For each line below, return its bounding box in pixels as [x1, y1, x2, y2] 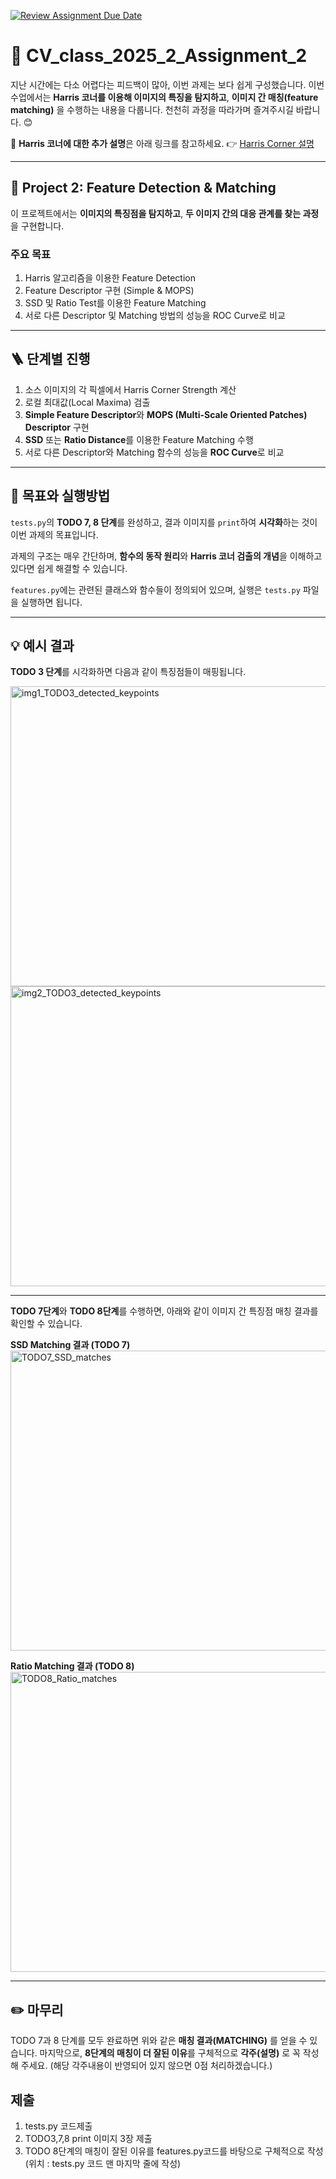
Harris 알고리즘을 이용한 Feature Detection [24, 272, 196, 284]
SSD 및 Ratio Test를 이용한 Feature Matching [24, 297, 207, 309]
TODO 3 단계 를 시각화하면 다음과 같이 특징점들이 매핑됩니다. [10, 666, 247, 678]
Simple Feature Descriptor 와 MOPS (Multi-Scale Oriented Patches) [24, 408, 308, 420]
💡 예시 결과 [10, 638, 75, 655]
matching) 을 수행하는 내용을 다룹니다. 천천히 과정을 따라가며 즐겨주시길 [10, 103, 294, 115]
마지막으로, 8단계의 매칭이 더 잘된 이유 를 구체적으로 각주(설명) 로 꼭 [39, 2047, 301, 2059]
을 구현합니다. [10, 220, 65, 232]
